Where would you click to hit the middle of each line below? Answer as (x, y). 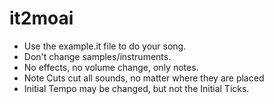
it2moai (41, 18)
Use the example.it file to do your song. (105, 46)
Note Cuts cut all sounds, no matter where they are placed (144, 78)
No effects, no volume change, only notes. (111, 67)
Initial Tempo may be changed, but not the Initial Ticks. (136, 88)
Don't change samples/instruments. (97, 56)
